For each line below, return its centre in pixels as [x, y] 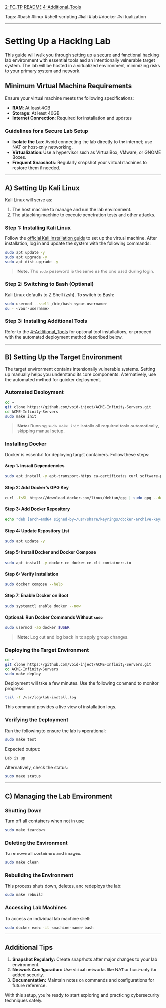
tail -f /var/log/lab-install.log [41, 698]
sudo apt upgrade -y [26, 257]
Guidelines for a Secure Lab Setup [47, 131]
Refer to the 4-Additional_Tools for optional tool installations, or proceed [78, 332]
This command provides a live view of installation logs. [61, 707]
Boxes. [19, 157]
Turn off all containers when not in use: [45, 821]
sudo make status [23, 776]
